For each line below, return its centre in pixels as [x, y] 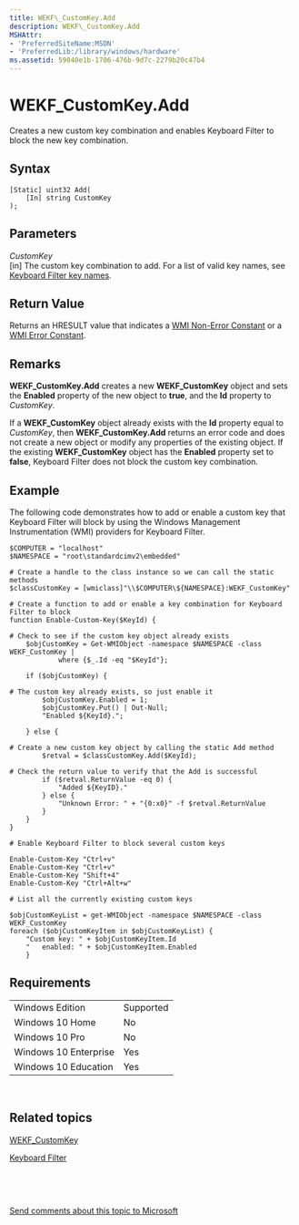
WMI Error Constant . [48, 335]
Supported [146, 1007]
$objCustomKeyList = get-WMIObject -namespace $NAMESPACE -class [135, 915]
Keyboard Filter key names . [60, 275]
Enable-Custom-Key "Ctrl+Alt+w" [70, 883]
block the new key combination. [69, 140]
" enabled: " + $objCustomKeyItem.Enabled [111, 947]
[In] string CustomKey [69, 198]
